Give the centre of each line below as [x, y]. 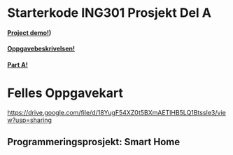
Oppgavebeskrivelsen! [41, 49]
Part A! [17, 65]
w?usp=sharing [30, 120]
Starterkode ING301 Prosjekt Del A [110, 13]
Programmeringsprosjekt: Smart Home [94, 142]
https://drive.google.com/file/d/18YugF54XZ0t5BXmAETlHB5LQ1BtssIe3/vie [116, 112]
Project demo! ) [29, 32]
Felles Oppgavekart [65, 93]
